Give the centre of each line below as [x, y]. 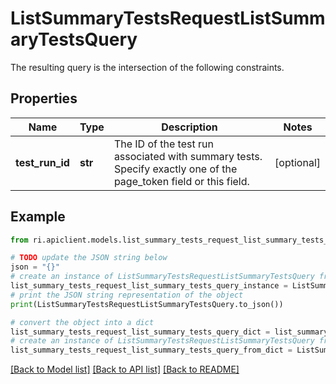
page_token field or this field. [181, 181]
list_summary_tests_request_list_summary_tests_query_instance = [149, 286]
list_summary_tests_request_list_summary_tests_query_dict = [140, 332]
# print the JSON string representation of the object [127, 295]
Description [189, 127]
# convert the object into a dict [82, 322]
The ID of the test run [163, 144]
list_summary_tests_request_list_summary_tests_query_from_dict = [151, 350]
